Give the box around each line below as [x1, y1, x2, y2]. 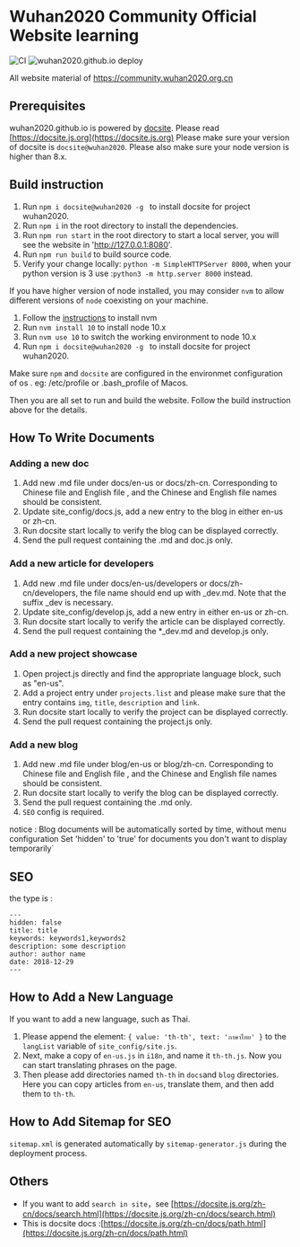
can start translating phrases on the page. [21, 1059, 177, 1070]
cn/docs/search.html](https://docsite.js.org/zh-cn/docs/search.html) [21, 1208, 276, 1219]
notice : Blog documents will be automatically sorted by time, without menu [9, 824, 287, 835]
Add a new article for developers [9, 557, 154, 570]
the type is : [9, 892, 54, 904]
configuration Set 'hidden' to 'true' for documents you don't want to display [9, 834, 288, 845]
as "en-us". [21, 677, 64, 688]
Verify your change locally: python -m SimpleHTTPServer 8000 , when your [21, 258, 292, 269]
